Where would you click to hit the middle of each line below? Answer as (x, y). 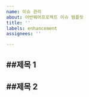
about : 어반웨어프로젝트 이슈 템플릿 (45, 17)
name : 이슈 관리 (24, 12)
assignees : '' (24, 34)
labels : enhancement (32, 28)
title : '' (19, 23)
